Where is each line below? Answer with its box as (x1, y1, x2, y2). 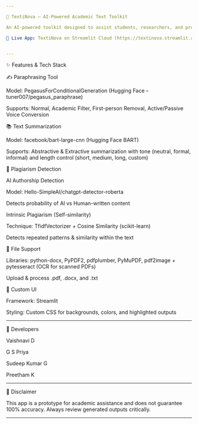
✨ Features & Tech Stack (6, 61, 67, 68)
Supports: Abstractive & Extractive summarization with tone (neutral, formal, (6, 148, 191, 155)
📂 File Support (6, 246, 41, 253)
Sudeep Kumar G (6, 360, 48, 367)
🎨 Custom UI (6, 286, 37, 293)
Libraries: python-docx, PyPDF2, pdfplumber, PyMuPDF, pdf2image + (6, 257, 176, 264)
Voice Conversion (6, 111, 49, 118)
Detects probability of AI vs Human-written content (6, 200, 130, 207)
